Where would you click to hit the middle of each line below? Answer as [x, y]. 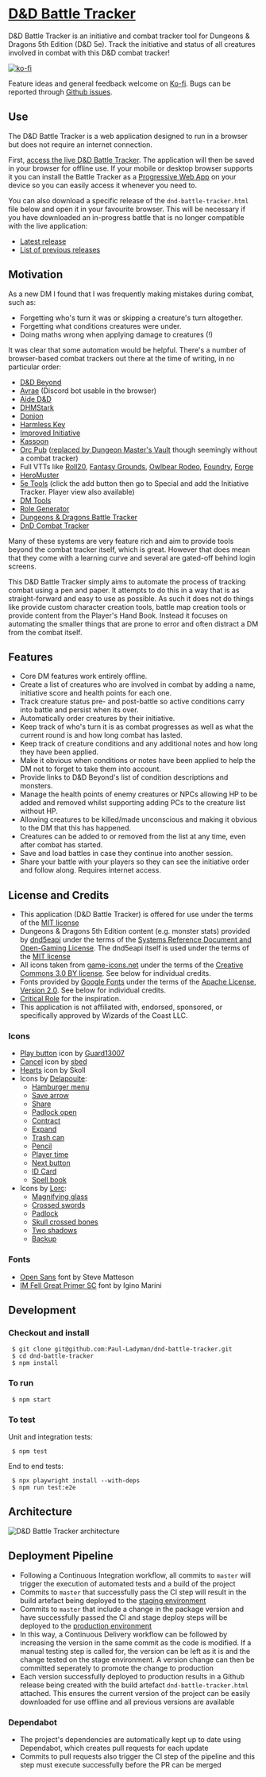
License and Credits [59, 895]
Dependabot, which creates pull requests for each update [114, 1748]
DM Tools [35, 500]
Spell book [49, 1180]
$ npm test [29, 1451]
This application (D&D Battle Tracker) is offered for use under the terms [137, 915]
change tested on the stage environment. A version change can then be [137, 1659]
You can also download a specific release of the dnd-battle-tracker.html [129, 200]
